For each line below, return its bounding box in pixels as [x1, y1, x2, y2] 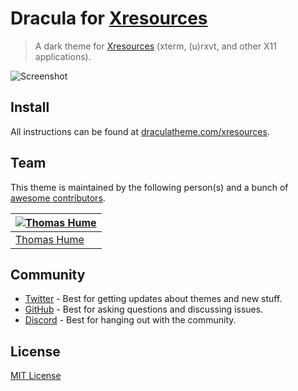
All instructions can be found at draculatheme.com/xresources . [10, 125, 270, 137]
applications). [34, 50, 92, 62]
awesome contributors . [10, 192, 106, 204]
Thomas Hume [15, 232, 85, 246]
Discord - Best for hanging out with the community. [24, 314, 237, 326]
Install [10, 99, 50, 116]
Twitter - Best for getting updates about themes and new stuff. [24, 293, 283, 305]
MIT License [10, 370, 62, 382]
